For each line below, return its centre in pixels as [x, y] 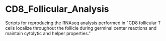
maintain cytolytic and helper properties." [48, 33]
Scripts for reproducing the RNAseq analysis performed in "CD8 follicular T [83, 23]
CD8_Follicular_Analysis [57, 9]
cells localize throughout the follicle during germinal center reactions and [81, 28]
